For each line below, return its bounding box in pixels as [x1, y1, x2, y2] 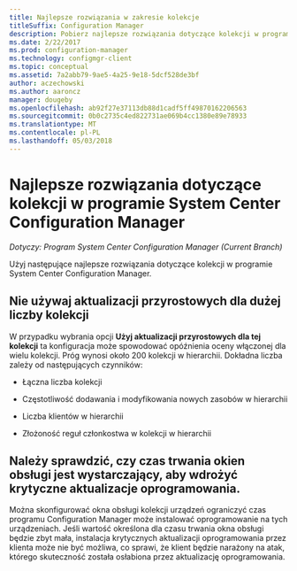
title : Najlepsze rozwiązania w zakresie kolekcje [9, 12, 200, 22]
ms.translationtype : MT [9, 120, 97, 129]
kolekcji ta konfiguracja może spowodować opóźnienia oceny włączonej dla [9, 340, 286, 351]
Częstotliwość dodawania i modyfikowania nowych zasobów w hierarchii [21, 393, 288, 404]
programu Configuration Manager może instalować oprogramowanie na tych [9, 514, 288, 525]
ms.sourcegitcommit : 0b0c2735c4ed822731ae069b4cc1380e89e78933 [9, 112, 247, 120]
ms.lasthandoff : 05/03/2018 [9, 136, 113, 145]
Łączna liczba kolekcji [21, 376, 103, 387]
